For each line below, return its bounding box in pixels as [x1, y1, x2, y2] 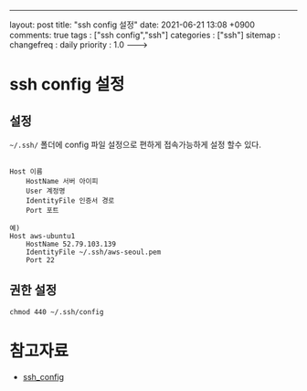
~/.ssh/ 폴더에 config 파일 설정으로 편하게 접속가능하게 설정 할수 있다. [9, 139, 262, 150]
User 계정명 [26, 186, 66, 195]
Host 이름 [9, 167, 43, 176]
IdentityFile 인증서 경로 [26, 196, 115, 206]
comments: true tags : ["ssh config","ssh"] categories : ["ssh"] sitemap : [9, 29, 281, 40]
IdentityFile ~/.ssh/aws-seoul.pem [26, 248, 162, 257]
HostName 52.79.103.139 [26, 239, 117, 248]
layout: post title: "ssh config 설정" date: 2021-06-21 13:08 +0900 [9, 19, 256, 30]
